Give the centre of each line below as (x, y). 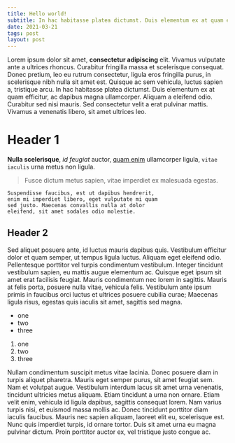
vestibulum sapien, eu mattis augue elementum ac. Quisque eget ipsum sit (114, 272)
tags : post (23, 33)
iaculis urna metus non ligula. (51, 167)
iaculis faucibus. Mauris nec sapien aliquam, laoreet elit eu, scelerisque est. (116, 416)
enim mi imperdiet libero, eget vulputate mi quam (83, 199)
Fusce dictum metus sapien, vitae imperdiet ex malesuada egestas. (121, 181)
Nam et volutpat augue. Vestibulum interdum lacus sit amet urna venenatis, (115, 387)
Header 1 (33, 140)
